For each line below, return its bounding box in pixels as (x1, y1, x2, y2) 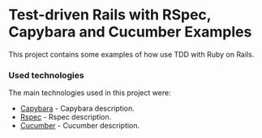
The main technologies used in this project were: (8, 88, 172, 98)
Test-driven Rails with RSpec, (8, 6, 212, 24)
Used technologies (8, 69, 84, 81)
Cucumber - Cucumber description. (19, 121, 140, 131)
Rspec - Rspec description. (19, 112, 112, 122)
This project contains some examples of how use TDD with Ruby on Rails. (8, 49, 255, 59)
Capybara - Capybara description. (19, 103, 135, 114)
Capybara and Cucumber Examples (8, 23, 252, 41)
